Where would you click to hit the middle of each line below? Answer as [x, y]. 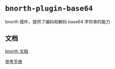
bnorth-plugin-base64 [49, 9]
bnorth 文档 [17, 51]
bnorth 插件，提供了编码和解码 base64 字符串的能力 [58, 21]
